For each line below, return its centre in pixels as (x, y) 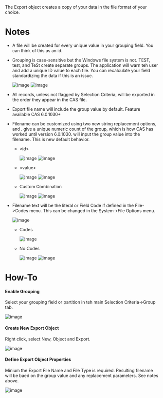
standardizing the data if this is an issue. (53, 76)
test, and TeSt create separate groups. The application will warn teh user (85, 65)
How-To (21, 278)
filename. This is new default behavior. (51, 139)
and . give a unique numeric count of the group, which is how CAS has (83, 129)
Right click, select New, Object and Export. (48, 339)
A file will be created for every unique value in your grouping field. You (83, 45)
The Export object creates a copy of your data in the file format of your (76, 7)
